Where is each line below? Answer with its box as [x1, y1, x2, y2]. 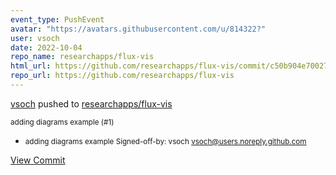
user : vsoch [10, 33, 60, 43]
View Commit [10, 154, 66, 166]
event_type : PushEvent [10, 14, 105, 25]
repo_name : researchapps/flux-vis [10, 52, 155, 62]
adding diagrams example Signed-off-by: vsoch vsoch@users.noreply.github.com [24, 136, 307, 146]
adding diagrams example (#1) [10, 117, 115, 127]
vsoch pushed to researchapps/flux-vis [10, 97, 173, 110]
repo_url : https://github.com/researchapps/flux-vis [10, 71, 235, 81]
